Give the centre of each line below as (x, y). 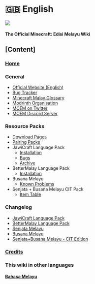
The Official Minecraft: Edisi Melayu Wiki (47, 34)
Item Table (30, 194)
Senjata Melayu (28, 228)
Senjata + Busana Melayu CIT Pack (48, 189)
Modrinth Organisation (35, 103)
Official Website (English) (38, 88)
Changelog (18, 207)
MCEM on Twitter (30, 108)
